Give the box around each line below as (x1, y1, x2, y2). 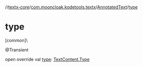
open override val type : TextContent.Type (5, 56, 90, 62)
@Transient (5, 46, 29, 53)
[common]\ (5, 37, 28, 43)
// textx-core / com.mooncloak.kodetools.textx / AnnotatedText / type (5, 4, 138, 10)
